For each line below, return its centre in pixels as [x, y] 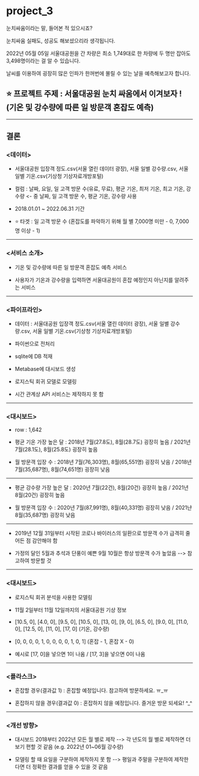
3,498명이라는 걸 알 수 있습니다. [44, 61]
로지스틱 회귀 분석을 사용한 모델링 [54, 597]
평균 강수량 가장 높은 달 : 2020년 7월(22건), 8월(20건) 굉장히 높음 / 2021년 [102, 488]
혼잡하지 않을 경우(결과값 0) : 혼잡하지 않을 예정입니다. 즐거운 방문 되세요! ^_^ [103, 703]
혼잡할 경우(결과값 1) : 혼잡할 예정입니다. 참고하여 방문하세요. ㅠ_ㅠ [92, 690]
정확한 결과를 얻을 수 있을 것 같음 [70, 767]
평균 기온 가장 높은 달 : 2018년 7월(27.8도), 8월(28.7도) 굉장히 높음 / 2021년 [102, 442]
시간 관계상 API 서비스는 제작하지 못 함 [59, 394]
